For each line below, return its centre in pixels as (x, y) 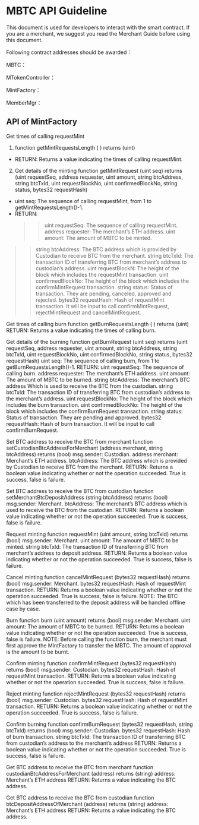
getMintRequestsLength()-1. (49, 207)
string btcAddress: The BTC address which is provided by (106, 249)
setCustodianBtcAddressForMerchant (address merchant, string (85, 448)
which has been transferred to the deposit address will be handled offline (96, 602)
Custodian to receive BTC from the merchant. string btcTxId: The (114, 255)
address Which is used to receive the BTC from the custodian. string (90, 386)
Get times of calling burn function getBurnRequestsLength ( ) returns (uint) (97, 324)
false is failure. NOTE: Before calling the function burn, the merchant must (97, 639)
